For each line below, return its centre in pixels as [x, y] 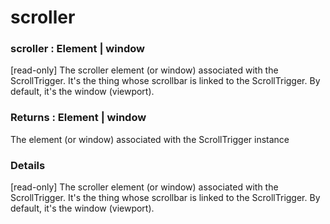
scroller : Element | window [77, 49]
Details [28, 165]
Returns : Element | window [78, 118]
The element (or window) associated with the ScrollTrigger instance [150, 139]
